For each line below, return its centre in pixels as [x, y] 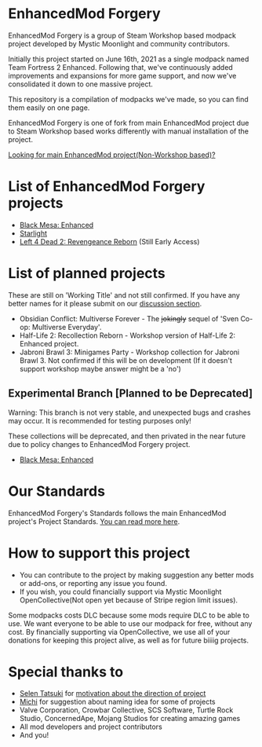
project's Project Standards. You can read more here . [94, 521]
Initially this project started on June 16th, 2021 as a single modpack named [129, 59]
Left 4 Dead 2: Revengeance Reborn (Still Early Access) [109, 241]
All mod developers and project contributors [91, 727]
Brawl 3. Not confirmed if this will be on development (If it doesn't [126, 360]
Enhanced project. [49, 343]
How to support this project [99, 553]
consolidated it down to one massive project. [80, 84]
